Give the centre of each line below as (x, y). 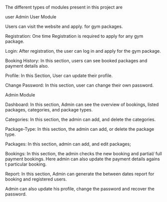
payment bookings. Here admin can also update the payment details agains (83, 159)
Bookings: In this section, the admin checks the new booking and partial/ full (83, 153)
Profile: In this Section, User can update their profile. (59, 76)
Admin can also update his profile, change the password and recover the (80, 189)
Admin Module (20, 95)
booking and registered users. (36, 179)
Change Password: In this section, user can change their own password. (80, 85)
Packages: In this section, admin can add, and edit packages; (68, 144)
